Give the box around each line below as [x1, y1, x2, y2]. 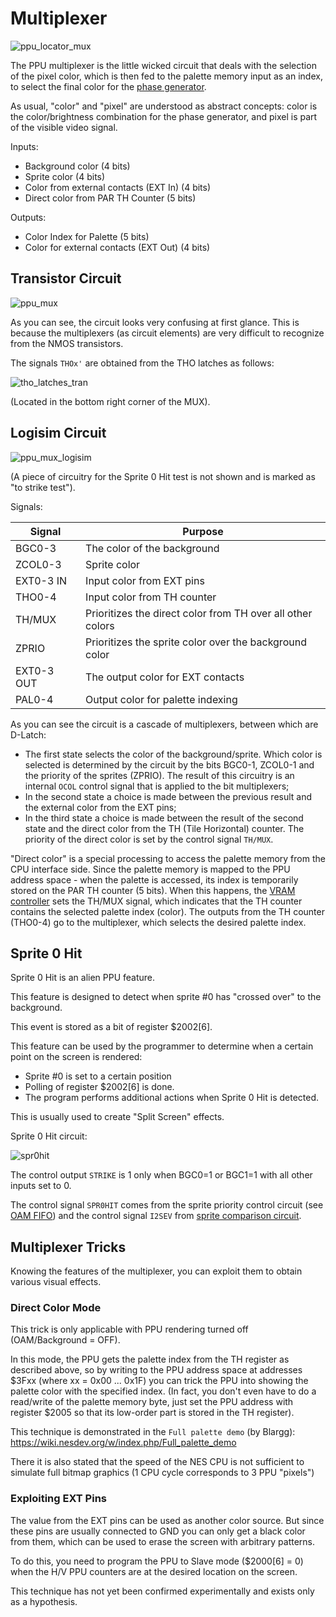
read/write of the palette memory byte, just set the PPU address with [10, 1396, 294, 1408]
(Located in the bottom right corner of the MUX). [10, 395, 211, 407]
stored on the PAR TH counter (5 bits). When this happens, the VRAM [10, 884, 296, 896]
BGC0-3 [15, 541, 57, 555]
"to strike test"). [10, 481, 76, 493]
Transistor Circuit [10, 270, 122, 287]
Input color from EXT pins [85, 573, 205, 587]
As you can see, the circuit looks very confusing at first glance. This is [10, 316, 300, 328]
